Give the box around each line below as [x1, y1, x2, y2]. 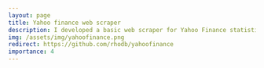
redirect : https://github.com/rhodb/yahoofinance [8, 41, 174, 48]
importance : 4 [8, 48, 55, 55]
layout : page [8, 11, 51, 20]
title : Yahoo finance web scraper [8, 19, 122, 27]
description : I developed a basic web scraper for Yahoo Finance [8, 26, 226, 34]
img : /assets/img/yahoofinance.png [8, 33, 125, 41]
